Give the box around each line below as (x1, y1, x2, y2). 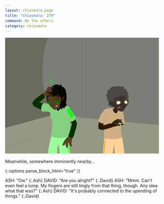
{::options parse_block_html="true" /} (5, 168, 81, 174)
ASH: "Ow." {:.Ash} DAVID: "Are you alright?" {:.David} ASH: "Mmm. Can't (5, 178, 152, 183)
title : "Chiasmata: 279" (5, 13, 56, 18)
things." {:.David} (5, 193, 40, 199)
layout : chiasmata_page (5, 8, 54, 13)
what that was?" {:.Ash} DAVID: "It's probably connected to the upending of (5, 188, 157, 194)
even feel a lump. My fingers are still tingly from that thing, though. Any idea (5, 183, 158, 189)
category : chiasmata (5, 24, 47, 28)
